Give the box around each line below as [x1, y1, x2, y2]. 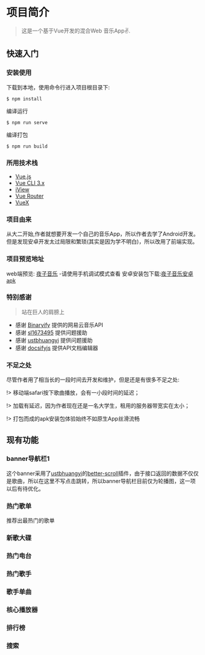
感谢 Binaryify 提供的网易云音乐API [15, 321, 103, 328]
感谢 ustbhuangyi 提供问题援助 [15, 336, 93, 343]
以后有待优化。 [6, 485, 44, 492]
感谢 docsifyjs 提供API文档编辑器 [15, 344, 99, 351]
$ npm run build [6, 143, 48, 149]
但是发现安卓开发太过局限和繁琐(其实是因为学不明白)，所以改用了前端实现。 [6, 238, 198, 245]
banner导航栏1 [6, 454, 50, 463]
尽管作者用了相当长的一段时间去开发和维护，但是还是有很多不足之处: [6, 376, 180, 383]
